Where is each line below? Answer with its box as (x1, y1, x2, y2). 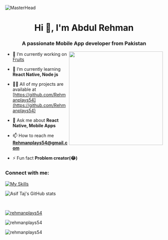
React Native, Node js (12, 71, 58, 77)
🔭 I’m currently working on (12, 51, 67, 57)
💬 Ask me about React (12, 117, 59, 123)
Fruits (12, 56, 24, 62)
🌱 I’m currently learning (12, 66, 61, 72)
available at (12, 86, 36, 92)
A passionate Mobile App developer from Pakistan (21, 40, 146, 47)
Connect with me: (5, 170, 49, 177)
